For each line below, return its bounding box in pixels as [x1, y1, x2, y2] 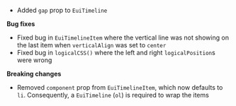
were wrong [16, 56, 52, 64]
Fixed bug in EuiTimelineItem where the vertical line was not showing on [16, 33, 230, 42]
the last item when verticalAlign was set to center [16, 41, 167, 49]
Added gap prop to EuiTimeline [16, 6, 108, 14]
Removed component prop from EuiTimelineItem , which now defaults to [16, 83, 223, 91]
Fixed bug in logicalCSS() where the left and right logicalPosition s [16, 49, 215, 57]
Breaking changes [6, 70, 62, 78]
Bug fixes [6, 20, 35, 28]
